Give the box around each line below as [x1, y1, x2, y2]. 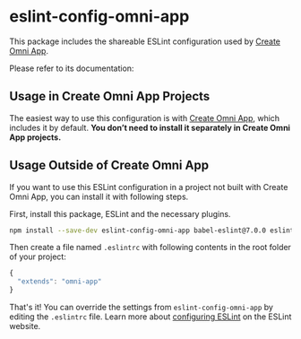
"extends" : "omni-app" [17, 277, 102, 286]
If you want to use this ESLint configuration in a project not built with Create [9, 181, 288, 192]
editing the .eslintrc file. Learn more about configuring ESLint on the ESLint [9, 311, 292, 322]
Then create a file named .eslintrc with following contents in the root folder [9, 242, 291, 253]
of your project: [9, 251, 67, 262]
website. [9, 321, 41, 332]
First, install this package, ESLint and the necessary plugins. [9, 208, 231, 219]
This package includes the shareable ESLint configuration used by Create [9, 36, 280, 47]
